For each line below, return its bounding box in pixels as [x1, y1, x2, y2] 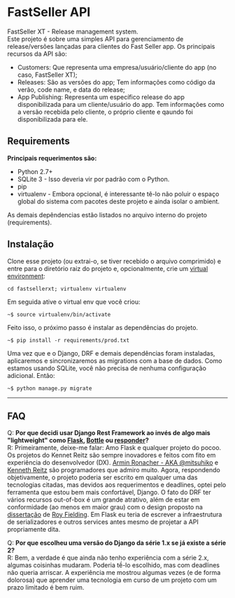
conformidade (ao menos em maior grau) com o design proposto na [7, 503, 203, 511]
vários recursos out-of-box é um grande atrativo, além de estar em [7, 495, 201, 504]
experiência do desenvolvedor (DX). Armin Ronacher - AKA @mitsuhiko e [7, 458, 219, 467]
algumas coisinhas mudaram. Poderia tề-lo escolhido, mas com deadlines [7, 561, 220, 569]
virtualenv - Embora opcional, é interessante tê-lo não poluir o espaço [17, 189, 220, 198]
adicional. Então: [7, 371, 55, 379]
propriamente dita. [7, 525, 61, 534]
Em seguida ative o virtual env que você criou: [7, 298, 141, 306]
